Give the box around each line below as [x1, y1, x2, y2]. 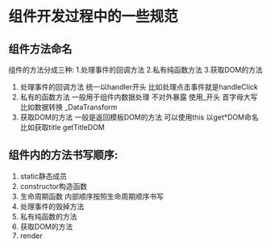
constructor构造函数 [19, 181, 88, 190]
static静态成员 [19, 171, 67, 181]
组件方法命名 [8, 42, 73, 56]
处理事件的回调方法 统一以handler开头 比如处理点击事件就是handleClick [19, 82, 258, 91]
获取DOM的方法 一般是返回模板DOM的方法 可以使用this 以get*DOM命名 [19, 112, 259, 122]
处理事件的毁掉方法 [19, 201, 85, 211]
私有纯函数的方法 [19, 211, 77, 221]
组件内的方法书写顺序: [8, 149, 119, 162]
